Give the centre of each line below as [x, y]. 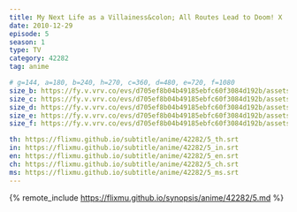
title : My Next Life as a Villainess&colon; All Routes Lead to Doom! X [146, 17]
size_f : [23, 124]
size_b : [23, 91]
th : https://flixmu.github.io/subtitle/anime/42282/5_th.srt [124, 140]
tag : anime [29, 67]
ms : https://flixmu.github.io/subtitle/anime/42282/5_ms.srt [124, 172]
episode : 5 [29, 34]
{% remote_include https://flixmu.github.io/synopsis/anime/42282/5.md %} [147, 197]
